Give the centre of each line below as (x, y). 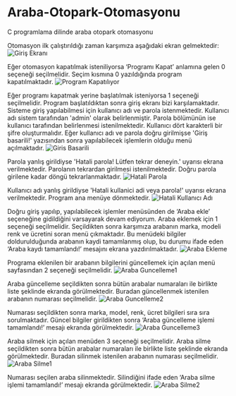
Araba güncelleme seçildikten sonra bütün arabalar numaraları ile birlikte (112, 284)
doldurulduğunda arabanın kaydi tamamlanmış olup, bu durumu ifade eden (116, 241)
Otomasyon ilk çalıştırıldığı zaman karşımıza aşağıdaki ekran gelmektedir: (113, 45)
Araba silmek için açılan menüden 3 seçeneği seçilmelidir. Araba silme (109, 341)
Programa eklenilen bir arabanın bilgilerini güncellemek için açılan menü (111, 263)
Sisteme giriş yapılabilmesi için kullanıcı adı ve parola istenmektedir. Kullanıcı (118, 110)
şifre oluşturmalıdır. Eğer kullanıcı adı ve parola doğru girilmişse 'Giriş (107, 133)
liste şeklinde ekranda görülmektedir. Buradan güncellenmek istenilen (108, 291)
